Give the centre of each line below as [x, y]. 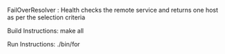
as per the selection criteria [46, 17]
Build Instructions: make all [46, 31]
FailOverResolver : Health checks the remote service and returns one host [113, 10]
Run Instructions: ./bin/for [44, 44]
